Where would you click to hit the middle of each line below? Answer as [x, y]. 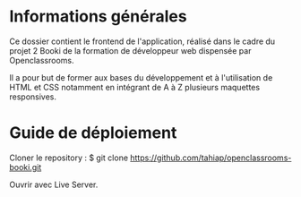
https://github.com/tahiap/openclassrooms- [211, 158]
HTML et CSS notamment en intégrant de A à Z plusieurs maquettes [135, 87]
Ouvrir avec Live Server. [54, 184]
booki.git [26, 167]
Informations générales [98, 17]
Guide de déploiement [93, 133]
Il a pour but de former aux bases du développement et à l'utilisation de [141, 77]
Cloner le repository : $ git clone [69, 158]
